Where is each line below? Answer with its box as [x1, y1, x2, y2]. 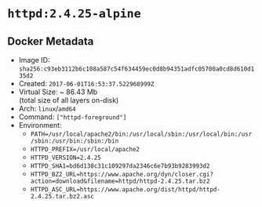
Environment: [18, 121, 62, 129]
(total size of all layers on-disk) [18, 96, 119, 104]
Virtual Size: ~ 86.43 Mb [18, 87, 98, 96]
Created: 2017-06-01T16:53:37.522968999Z [18, 79, 155, 88]
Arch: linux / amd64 [18, 104, 76, 113]
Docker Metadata [7, 34, 94, 48]
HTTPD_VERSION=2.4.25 [30, 154, 101, 162]
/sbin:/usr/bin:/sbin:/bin [30, 137, 119, 145]
